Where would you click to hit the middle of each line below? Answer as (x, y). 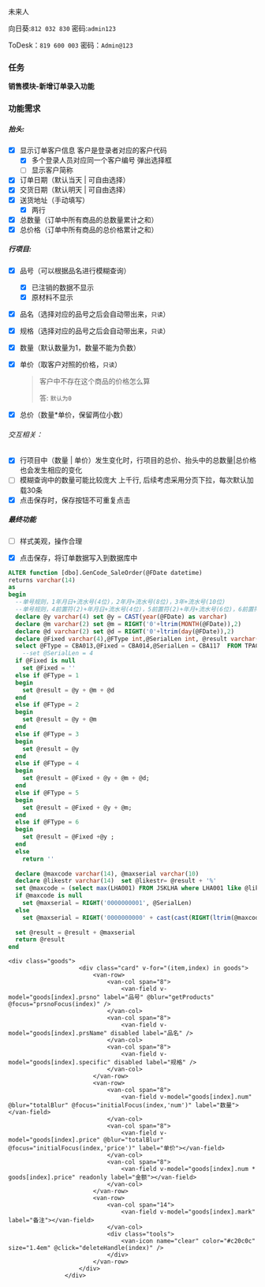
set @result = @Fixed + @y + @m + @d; (86, 779)
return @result (40, 940)
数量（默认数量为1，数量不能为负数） (80, 348)
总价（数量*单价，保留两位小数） (73, 415)
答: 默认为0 (56, 398)
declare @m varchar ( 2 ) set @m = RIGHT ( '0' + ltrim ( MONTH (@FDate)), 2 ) (129, 624)
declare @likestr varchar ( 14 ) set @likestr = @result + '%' (116, 881)
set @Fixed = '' (49, 668)
